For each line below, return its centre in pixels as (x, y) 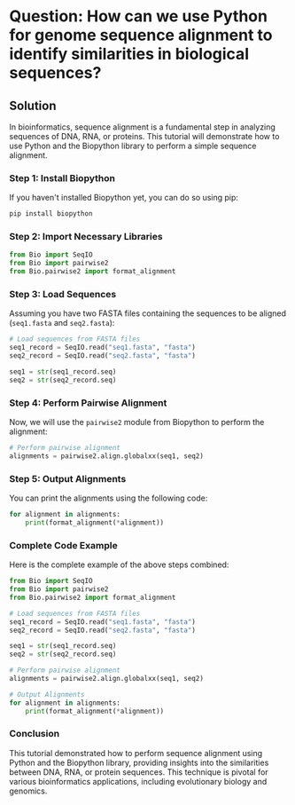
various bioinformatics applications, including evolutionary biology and (138, 781)
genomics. (28, 791)
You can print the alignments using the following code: (109, 498)
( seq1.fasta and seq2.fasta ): (62, 323)
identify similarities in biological (129, 54)
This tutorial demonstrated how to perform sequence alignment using (136, 753)
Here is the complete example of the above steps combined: (119, 564)
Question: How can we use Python (139, 16)
